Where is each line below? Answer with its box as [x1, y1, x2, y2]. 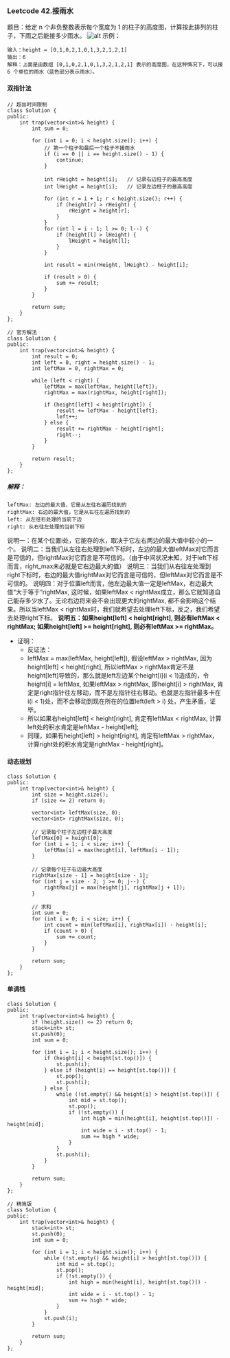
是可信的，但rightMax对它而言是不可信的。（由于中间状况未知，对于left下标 [7, 554, 219, 562]
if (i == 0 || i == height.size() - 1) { [43, 150, 165, 158]
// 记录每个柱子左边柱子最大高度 [32, 828, 113, 835]
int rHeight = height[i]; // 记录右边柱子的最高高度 [43, 175, 193, 183]
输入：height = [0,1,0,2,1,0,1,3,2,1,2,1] [7, 47, 128, 54]
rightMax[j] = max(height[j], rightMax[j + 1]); [43, 884, 186, 891]
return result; [32, 455, 76, 462]
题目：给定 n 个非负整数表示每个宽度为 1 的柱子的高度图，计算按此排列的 [7, 23, 213, 32]
